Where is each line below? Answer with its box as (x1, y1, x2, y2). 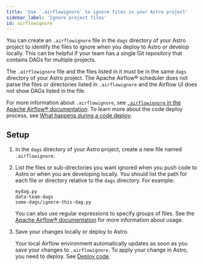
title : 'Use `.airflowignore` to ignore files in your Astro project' (6, 9, 188, 15)
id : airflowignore (6, 20, 53, 26)
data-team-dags (15, 194, 54, 200)
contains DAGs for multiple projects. (6, 56, 96, 64)
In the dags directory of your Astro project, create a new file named (15, 146, 182, 153)
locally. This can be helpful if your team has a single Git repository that (6, 50, 182, 57)
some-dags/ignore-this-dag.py (15, 199, 92, 205)
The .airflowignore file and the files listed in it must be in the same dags (6, 68, 187, 75)
